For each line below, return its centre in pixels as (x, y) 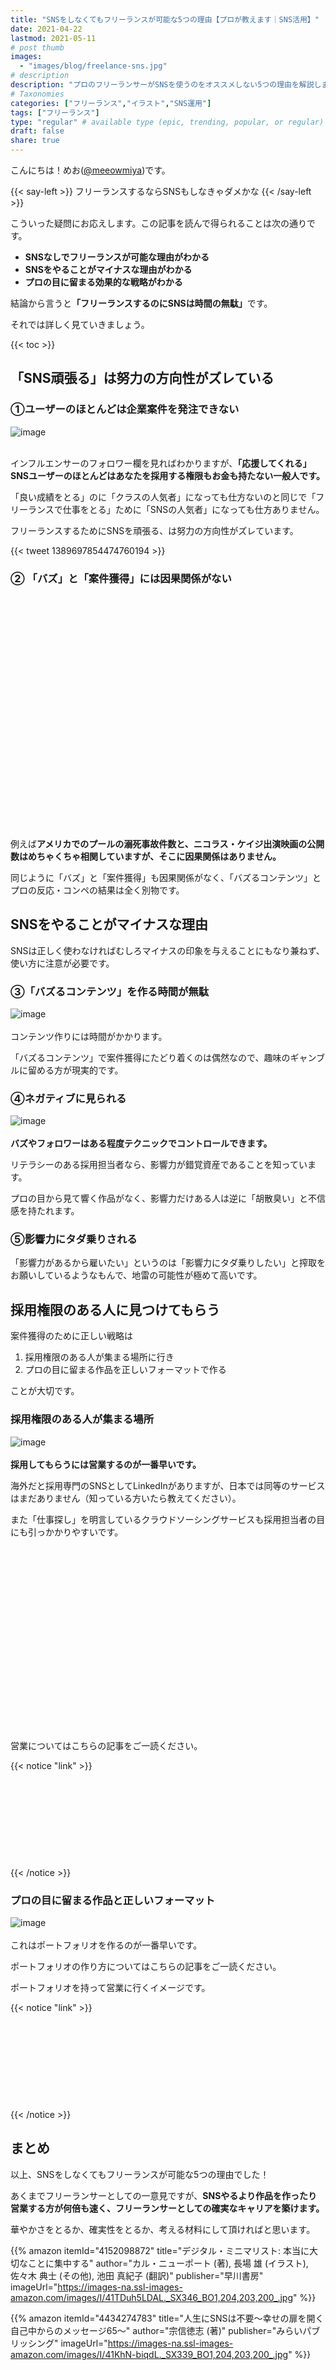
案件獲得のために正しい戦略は (71, 1336)
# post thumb (37, 47)
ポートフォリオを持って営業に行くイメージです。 (110, 1987)
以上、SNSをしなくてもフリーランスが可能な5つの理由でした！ (140, 2174)
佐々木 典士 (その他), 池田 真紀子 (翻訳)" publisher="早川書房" (137, 2275)
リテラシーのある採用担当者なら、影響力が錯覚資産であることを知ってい (159, 1165)
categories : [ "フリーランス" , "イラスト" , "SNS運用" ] (111, 103)
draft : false (37, 131)
